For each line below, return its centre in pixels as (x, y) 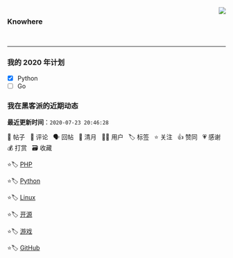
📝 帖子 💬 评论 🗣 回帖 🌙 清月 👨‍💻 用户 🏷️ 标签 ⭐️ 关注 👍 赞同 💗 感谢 (114, 137)
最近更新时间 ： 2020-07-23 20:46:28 (58, 122)
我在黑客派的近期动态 (43, 106)
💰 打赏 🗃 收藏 (29, 148)
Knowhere (25, 22)
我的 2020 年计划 (36, 63)
